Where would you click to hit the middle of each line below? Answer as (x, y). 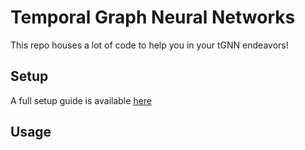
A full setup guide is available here (81, 100)
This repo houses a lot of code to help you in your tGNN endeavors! (149, 45)
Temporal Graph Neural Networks (153, 17)
